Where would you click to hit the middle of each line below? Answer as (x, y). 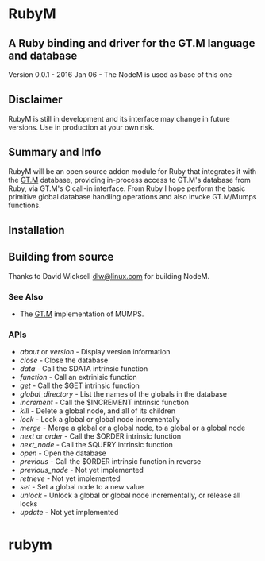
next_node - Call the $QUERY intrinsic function (96, 445)
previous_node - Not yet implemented (82, 470)
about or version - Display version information (95, 352)
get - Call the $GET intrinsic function (80, 385)
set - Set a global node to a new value (82, 487)
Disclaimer (35, 100)
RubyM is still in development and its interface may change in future (119, 118)
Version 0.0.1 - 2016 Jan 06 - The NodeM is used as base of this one (120, 75)
